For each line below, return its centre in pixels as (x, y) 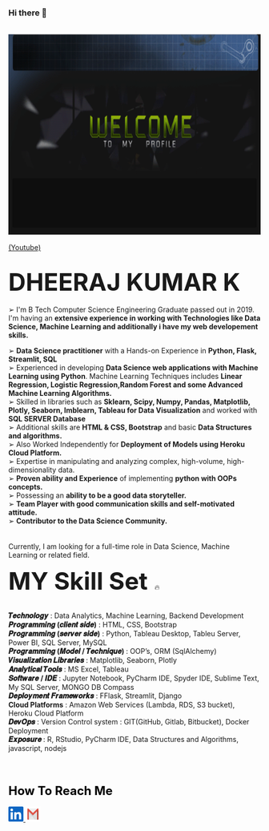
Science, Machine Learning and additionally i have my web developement (133, 327)
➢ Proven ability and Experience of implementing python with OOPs (123, 478)
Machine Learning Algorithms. (60, 393)
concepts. (26, 487)
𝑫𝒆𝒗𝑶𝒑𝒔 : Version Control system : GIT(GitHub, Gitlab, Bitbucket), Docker (129, 722)
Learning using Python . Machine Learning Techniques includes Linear (125, 377)
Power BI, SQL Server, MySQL (58, 643)
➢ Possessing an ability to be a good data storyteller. (97, 495)
